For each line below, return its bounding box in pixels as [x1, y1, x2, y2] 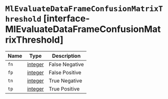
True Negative [48, 77, 82, 84]
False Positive [48, 69, 81, 76]
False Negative [48, 61, 84, 68]
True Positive [48, 85, 80, 92]
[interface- [43, 13, 90, 24]
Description [52, 52, 81, 59]
